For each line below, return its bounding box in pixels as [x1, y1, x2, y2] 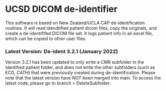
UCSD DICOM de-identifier [5, 3, 118, 15]
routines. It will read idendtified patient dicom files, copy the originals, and [5, 25, 157, 31]
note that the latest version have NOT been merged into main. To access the [5, 75, 162, 81]
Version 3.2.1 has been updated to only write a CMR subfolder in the [5, 59, 144, 65]
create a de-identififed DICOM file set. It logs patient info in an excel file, [5, 30, 153, 36]
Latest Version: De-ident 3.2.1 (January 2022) [5, 48, 118, 55]
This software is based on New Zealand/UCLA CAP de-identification [5, 20, 145, 26]
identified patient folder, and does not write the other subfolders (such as [5, 64, 155, 70]
